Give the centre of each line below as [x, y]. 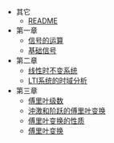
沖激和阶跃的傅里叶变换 [67, 110]
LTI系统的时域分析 [57, 80]
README [43, 21]
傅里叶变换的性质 [56, 121]
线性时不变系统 [53, 70]
